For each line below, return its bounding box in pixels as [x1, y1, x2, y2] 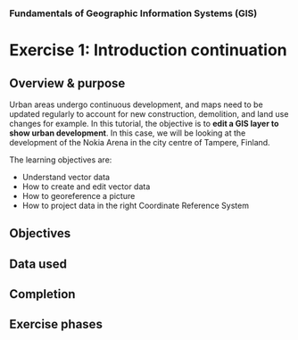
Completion [9, 286, 76, 302]
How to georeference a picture [21, 190, 136, 201]
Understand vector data [21, 171, 110, 182]
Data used [9, 256, 67, 271]
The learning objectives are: [9, 154, 112, 165]
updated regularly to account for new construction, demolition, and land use [9, 108, 289, 119]
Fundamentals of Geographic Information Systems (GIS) [9, 7, 258, 20]
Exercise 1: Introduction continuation [9, 40, 287, 61]
